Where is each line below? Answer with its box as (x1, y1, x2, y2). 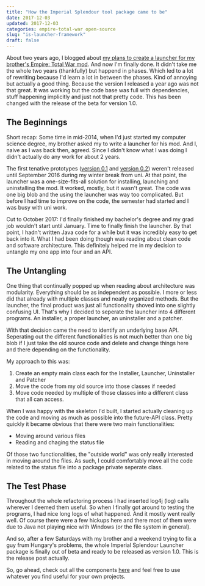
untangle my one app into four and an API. (6, 248, 113, 255)
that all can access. (15, 395, 64, 403)
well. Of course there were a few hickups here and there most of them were (6, 517, 196, 524)
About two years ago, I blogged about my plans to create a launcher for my (6, 54, 195, 61)
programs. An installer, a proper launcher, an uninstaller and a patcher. (6, 314, 184, 321)
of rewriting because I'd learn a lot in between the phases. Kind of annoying (6, 74, 197, 81)
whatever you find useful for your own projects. (6, 573, 126, 581)
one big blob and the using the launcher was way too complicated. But (6, 191, 184, 198)
